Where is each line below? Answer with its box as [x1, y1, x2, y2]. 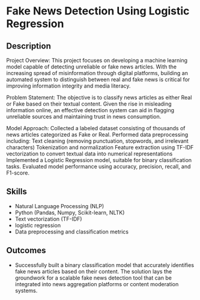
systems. [14, 287, 38, 294]
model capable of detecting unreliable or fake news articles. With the [6, 63, 177, 70]
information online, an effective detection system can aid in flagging [6, 107, 175, 113]
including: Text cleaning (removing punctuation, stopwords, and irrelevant [6, 137, 189, 145]
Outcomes [6, 245, 46, 256]
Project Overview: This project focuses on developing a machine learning [6, 57, 188, 64]
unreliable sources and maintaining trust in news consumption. [6, 113, 162, 120]
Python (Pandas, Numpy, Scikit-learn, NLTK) [14, 209, 125, 216]
